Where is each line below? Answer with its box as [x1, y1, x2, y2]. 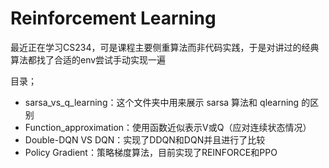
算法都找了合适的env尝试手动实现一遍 [10, 53, 167, 66]
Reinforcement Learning [10, 7, 217, 30]
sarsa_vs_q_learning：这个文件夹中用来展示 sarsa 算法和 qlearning [24, 96, 300, 108]
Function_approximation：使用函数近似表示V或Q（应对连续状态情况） [24, 121, 312, 133]
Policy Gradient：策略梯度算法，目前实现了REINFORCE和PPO [24, 146, 278, 158]
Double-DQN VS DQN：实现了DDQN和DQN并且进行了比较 [24, 133, 266, 146]
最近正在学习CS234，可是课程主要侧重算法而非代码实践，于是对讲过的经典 [10, 41, 320, 53]
